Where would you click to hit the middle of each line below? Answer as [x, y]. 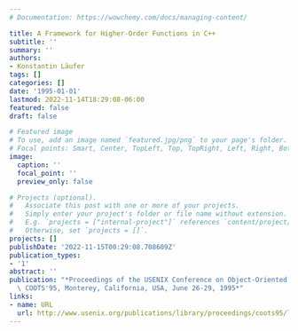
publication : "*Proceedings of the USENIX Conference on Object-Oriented [149, 280]
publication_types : [45, 255]
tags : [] [25, 75]
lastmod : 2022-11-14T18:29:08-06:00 [77, 99]
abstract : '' [33, 272]
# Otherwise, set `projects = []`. [79, 231]
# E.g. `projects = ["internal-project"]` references [114, 223]
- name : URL [31, 304]
